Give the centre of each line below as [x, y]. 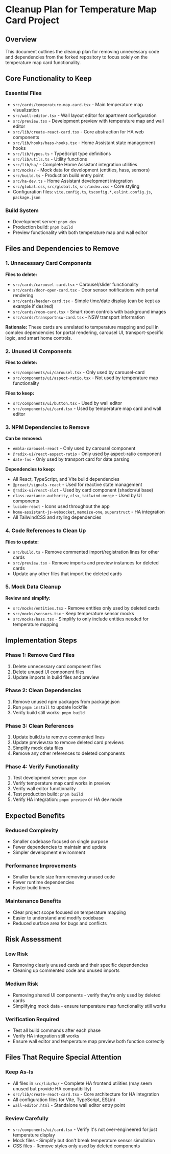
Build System [22, 210]
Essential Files [23, 93]
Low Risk [17, 954]
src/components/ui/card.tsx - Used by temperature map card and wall [87, 408]
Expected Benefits [35, 816]
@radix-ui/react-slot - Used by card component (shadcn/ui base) [83, 490]
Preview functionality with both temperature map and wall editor [80, 232]
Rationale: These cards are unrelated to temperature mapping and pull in [82, 327]
